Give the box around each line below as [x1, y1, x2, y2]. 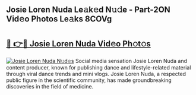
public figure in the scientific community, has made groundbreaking [6, 77, 172, 84]
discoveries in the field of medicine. [6, 83, 94, 90]
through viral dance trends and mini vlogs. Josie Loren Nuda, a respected [6, 71, 186, 77]
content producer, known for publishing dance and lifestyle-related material [6, 64, 191, 71]
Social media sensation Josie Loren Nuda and [75, 58, 188, 64]
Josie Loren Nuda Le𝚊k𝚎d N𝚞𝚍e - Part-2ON [6, 5, 170, 15]
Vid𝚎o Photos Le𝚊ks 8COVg [6, 14, 112, 24]
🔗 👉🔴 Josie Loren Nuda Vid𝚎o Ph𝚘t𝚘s [6, 39, 151, 49]
